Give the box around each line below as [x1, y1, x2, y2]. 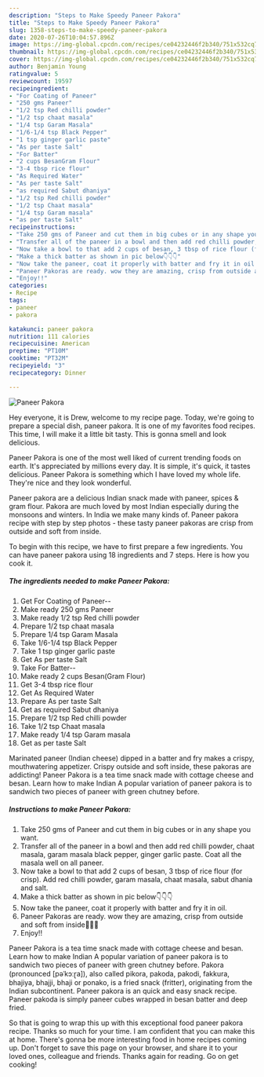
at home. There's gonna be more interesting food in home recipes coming [9, 1035, 248, 1044]
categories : [9, 282, 48, 290]
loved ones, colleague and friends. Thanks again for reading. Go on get [9, 1051, 239, 1061]
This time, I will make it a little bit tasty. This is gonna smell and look [9, 429, 226, 438]
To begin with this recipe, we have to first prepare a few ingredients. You [9, 541, 244, 551]
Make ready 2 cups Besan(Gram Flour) [20, 671, 146, 680]
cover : [9, 56, 31, 64]
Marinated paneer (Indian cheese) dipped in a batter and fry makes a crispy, [9, 753, 255, 763]
